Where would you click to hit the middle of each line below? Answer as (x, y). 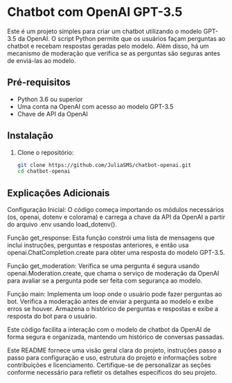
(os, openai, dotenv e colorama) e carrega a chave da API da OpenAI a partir (116, 217)
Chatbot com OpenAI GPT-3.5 (95, 12)
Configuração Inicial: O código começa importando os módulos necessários (116, 210)
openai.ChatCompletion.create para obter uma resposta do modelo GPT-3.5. (116, 253)
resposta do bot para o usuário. (52, 317)
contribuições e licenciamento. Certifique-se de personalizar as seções (109, 365)
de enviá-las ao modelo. (42, 60)
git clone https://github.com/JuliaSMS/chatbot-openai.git (104, 165)
